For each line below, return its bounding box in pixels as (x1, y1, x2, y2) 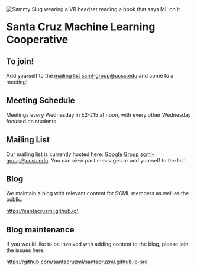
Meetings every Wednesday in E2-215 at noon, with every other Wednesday (6, 111, 191, 118)
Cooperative (6, 33, 69, 46)
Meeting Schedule (6, 95, 75, 106)
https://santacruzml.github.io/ (6, 208, 79, 215)
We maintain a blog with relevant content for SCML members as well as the (6, 190, 189, 197)
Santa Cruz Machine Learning (6, 20, 156, 34)
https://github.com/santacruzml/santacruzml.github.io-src (6, 258, 148, 266)
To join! (6, 56, 34, 66)
